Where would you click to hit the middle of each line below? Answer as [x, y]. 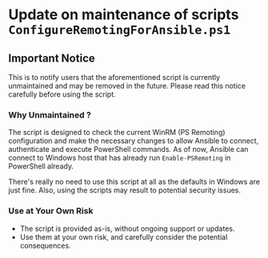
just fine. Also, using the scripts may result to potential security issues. [125, 190]
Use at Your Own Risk [51, 211]
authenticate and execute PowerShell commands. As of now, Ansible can [128, 149]
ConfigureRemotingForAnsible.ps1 [120, 30]
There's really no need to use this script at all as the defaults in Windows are [134, 182]
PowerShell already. [41, 166]
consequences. [45, 245]
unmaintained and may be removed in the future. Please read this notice [127, 86]
